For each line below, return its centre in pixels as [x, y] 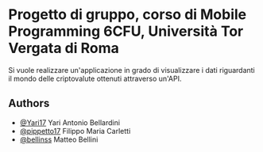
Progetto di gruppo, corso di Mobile [128, 15]
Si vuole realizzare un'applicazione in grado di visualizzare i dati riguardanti [132, 70]
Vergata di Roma [64, 48]
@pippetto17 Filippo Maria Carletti [75, 131]
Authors [29, 103]
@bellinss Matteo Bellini [59, 139]
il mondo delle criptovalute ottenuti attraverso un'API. [95, 78]
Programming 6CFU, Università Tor [126, 31]
